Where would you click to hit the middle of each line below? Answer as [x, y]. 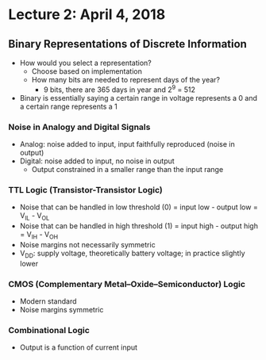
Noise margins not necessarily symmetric [88, 244]
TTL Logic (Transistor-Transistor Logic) [85, 190]
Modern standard [48, 301]
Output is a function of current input [78, 347]
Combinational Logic [49, 330]
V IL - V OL [35, 217]
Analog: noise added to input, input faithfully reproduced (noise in [127, 144]
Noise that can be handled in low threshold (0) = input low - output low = [139, 207]
